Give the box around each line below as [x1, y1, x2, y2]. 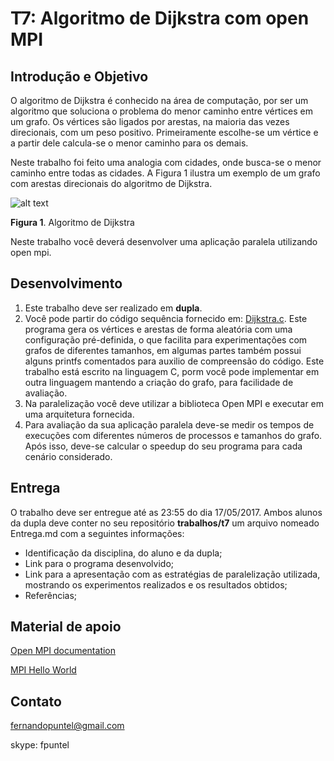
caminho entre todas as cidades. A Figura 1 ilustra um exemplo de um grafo [10, 167, 321, 179]
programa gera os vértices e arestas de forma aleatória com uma [24, 323, 293, 335]
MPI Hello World [10, 664, 77, 676]
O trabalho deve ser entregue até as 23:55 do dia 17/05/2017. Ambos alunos [10, 506, 323, 518]
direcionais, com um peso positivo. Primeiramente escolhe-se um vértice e [10, 127, 319, 138]
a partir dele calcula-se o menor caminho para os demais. [10, 137, 249, 149]
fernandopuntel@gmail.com [10, 720, 125, 732]
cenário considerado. [24, 450, 113, 462]
